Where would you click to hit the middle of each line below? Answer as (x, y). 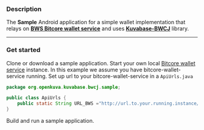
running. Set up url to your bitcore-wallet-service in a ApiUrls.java (110, 76)
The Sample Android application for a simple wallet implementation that (96, 22)
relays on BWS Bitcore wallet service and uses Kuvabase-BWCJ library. (98, 28)
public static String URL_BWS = (58, 104)
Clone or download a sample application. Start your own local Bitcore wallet (101, 63)
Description (24, 9)
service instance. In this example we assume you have (74, 70)
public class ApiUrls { (36, 98)
